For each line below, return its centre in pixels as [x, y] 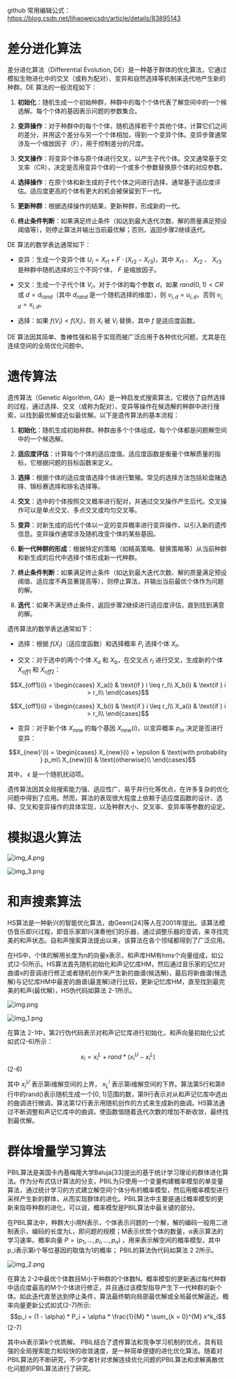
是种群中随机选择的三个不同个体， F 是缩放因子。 [88, 269]
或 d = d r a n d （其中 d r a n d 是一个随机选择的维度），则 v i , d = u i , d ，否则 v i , [120, 295]
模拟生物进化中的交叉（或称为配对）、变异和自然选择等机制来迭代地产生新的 [117, 78]
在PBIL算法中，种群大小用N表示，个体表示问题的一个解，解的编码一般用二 [115, 1222]
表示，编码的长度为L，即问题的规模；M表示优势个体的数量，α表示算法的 [118, 1231]
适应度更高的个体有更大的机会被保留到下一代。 [98, 191]
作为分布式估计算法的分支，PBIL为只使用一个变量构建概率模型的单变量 [121, 1181]
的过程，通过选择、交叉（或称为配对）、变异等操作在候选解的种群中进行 [110, 406]
